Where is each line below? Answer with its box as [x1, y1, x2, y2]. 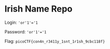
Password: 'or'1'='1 [4, 29, 47, 34]
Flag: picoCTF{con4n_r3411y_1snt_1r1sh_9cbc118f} [4, 38, 105, 44]
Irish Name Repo [4, 3, 73, 15]
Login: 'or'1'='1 [4, 19, 38, 25]
